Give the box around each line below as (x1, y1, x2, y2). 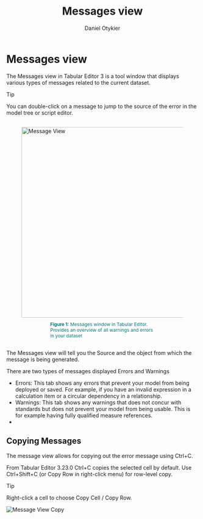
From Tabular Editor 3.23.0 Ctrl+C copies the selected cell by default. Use (6, 464, 192, 471)
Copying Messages (6, 436, 82, 446)
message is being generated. (6, 356, 79, 363)
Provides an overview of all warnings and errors (50, 326, 154, 333)
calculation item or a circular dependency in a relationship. (15, 392, 163, 399)
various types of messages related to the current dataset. (6, 79, 151, 86)
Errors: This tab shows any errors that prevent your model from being (15, 379, 190, 387)
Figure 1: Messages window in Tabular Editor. (50, 321, 148, 328)
